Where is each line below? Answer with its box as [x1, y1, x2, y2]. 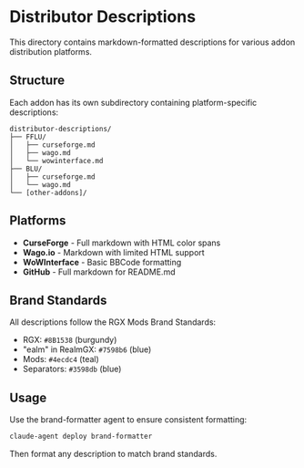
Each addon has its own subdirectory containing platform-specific [9, 97, 258, 108]
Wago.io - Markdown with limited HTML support [22, 246, 205, 257]
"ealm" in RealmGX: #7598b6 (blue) [22, 344, 152, 355]
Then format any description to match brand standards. [9, 449, 218, 460]
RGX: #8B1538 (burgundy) [22, 335, 117, 346]
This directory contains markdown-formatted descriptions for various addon [9, 36, 296, 47]
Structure [9, 73, 66, 88]
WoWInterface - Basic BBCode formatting [22, 256, 182, 267]
